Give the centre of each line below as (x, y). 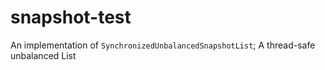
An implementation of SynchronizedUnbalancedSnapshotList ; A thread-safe (163, 45)
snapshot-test (71, 17)
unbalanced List (43, 55)
